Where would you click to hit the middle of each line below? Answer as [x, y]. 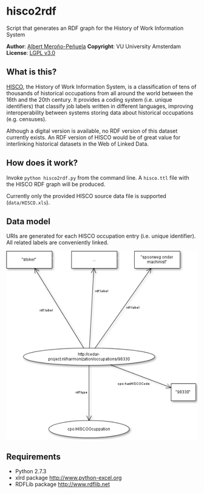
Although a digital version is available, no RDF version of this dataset [92, 131]
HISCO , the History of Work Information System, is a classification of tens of [101, 86]
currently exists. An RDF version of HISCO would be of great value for [93, 137]
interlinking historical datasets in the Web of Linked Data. [77, 144]
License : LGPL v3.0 [31, 52]
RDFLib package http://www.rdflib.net [63, 484]
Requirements [33, 457]
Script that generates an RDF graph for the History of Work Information [95, 28]
